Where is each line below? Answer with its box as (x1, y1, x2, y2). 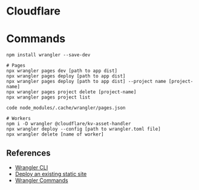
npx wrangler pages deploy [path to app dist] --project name (6, 79, 166, 85)
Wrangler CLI (15, 163, 48, 171)
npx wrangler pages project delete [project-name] (6, 89, 137, 95)
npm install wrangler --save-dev (6, 52, 91, 58)
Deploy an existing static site (15, 170, 87, 177)
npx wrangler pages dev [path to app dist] (6, 68, 118, 74)
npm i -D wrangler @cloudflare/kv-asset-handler (6, 121, 131, 127)
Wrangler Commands (15, 177, 68, 184)
